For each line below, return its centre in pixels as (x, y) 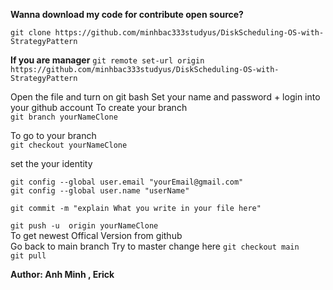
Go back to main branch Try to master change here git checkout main (155, 246)
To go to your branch (53, 135)
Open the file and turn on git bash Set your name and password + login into (165, 97)
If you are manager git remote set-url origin (107, 60)
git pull (28, 256)
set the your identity (51, 163)
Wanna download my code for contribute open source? (127, 14)
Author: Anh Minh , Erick (62, 274)
